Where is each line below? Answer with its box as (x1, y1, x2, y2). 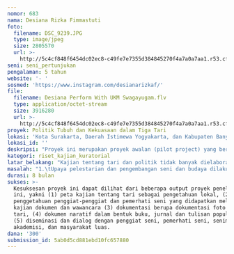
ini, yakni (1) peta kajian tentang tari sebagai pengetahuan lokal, (13, 191, 219, 198)
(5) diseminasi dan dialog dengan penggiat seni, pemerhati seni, (13, 217, 210, 224)
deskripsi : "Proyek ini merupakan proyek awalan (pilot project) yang (7, 146, 217, 153)
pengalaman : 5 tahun (7, 68, 68, 75)
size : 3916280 (13, 107, 54, 114)
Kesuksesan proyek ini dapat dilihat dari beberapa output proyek (13, 185, 210, 192)
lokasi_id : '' (7, 140, 49, 147)
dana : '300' (7, 230, 42, 237)
